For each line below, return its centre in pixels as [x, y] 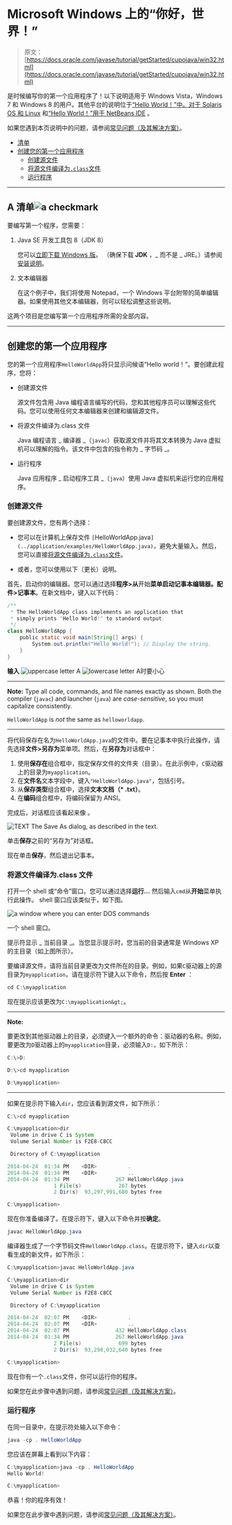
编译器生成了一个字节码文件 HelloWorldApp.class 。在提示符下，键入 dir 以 [111, 1246]
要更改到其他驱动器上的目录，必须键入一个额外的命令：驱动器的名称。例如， [116, 1036]
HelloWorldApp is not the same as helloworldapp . [76, 719]
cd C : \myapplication [37, 988]
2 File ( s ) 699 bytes [100, 1343]
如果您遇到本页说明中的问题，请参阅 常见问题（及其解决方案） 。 [96, 128]
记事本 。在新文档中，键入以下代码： [69, 592]
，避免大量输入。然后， [186, 545]
